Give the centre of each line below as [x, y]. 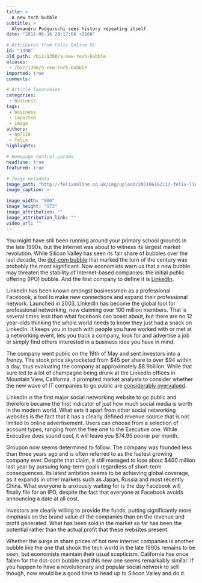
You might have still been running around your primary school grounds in [96, 240]
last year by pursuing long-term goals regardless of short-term [84, 466]
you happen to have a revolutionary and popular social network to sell [93, 567]
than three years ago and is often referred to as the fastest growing [89, 453]
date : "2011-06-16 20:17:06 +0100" [51, 34]
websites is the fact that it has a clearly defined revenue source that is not [98, 416]
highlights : [21, 146]
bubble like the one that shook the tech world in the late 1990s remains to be [101, 547]
